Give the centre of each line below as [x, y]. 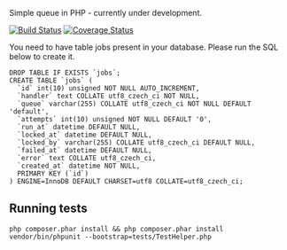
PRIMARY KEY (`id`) [53, 174]
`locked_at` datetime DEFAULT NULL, [85, 135]
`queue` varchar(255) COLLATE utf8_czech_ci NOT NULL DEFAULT [134, 104]
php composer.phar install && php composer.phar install [116, 229]
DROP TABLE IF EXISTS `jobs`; [65, 73]
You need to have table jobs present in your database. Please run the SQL [144, 47]
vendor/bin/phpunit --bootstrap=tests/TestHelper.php [111, 237]
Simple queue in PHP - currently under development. [105, 13]
